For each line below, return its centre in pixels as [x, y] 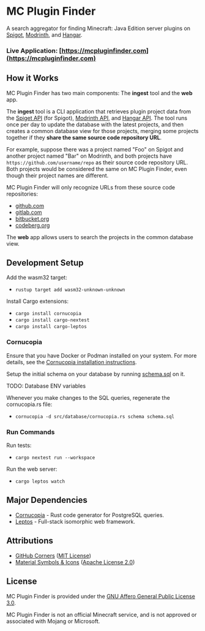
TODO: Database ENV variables [46, 386]
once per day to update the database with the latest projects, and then [95, 124]
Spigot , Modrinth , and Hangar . [44, 34]
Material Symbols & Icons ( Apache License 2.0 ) [75, 562]
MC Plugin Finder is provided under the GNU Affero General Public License [101, 596]
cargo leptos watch [40, 482]
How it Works [32, 78]
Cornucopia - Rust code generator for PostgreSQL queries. [89, 515]
